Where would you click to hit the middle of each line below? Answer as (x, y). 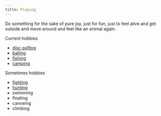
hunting (20, 87)
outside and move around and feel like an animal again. (61, 29)
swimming (23, 93)
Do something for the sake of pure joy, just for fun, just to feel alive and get (80, 23)
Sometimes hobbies (25, 73)
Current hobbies (22, 38)
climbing (21, 108)
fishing (19, 58)
